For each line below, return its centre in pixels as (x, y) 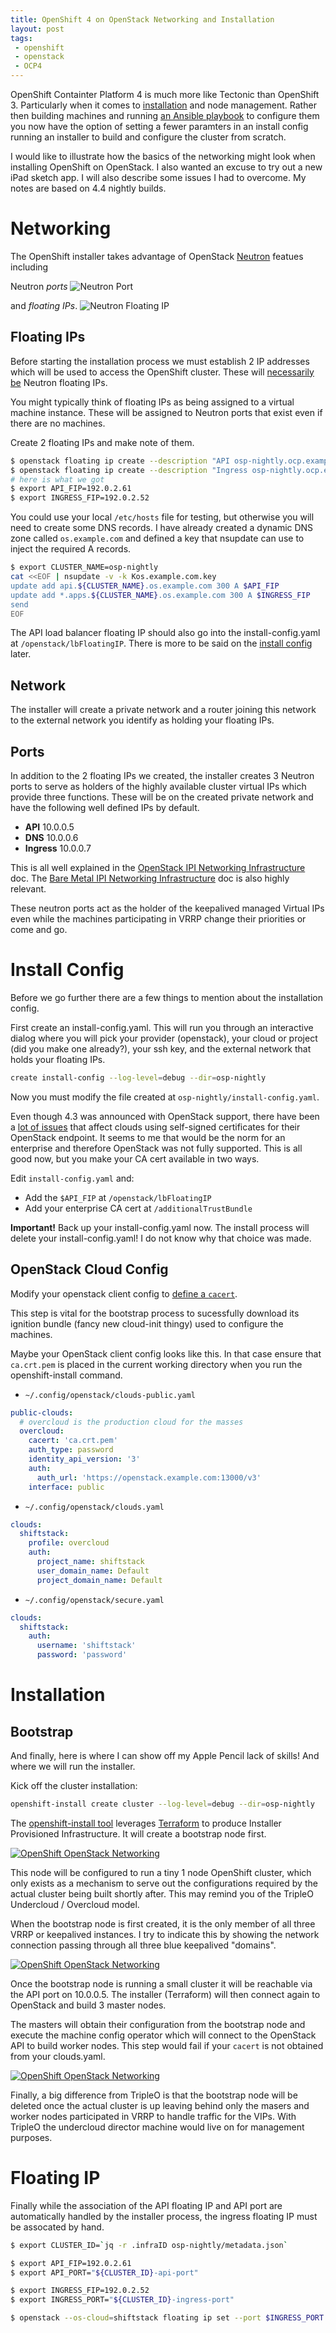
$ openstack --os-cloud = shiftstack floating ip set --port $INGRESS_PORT (167, 2318)
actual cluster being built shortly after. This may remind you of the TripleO (162, 1893)
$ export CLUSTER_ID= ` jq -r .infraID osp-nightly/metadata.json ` (149, 2245)
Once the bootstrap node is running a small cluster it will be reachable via (161, 1983)
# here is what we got (57, 479)
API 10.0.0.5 (49, 827)
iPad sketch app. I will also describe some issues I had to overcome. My (158, 177)
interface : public (66, 1487)
